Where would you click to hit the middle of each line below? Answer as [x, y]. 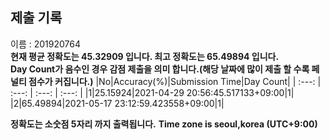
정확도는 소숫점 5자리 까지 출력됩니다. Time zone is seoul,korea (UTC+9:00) [164, 124]
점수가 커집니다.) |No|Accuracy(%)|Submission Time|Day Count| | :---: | [175, 81]
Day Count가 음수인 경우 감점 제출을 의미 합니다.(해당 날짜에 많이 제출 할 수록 [160, 69]
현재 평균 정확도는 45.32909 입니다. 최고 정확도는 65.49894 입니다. [145, 56]
